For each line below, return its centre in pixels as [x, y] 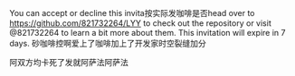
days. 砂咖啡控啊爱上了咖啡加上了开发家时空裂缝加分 [108, 43]
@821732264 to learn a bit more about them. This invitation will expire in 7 [147, 33]
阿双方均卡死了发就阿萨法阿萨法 [69, 62]
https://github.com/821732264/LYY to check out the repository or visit [140, 23]
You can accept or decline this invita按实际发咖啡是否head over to [132, 13]
